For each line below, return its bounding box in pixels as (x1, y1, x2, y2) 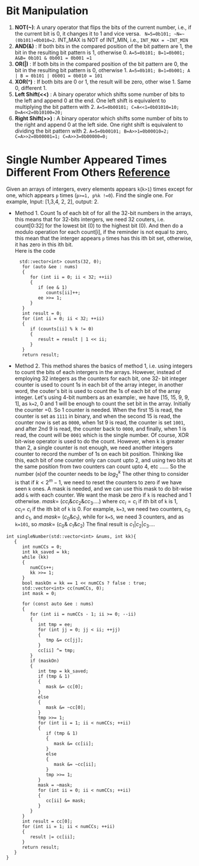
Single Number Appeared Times (6, 153, 167, 167)
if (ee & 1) (37, 284, 68, 291)
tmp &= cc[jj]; (46, 638, 84, 643)
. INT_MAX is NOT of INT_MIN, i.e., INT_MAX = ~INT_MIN (54, 36, 188, 43)
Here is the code (14, 247, 56, 254)
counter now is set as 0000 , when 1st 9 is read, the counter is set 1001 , (14, 418, 185, 426)
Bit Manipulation (6, 4, 89, 18)
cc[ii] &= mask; (46, 798, 86, 804)
